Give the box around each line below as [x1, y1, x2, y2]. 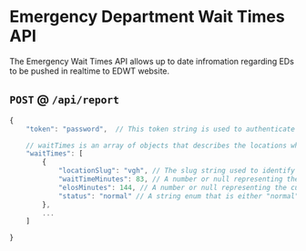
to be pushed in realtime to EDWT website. [9, 65, 170, 76]
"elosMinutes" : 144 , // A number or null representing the [57, 183, 287, 192]
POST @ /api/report [9, 92, 120, 107]
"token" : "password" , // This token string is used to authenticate [25, 125, 296, 134]
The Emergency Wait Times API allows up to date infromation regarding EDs [9, 55, 294, 66]
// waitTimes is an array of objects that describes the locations [25, 141, 287, 150]
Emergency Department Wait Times [9, 6, 285, 27]
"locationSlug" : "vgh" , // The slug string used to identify [57, 166, 296, 176]
